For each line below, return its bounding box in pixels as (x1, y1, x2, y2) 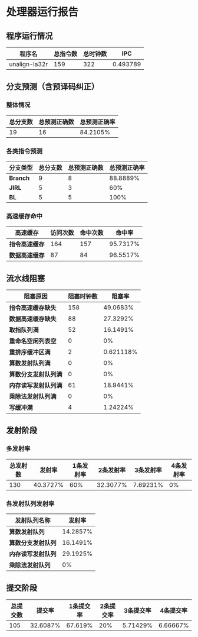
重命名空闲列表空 (9, 337, 57, 345)
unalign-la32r (9, 60, 48, 68)
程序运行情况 (6, 31, 53, 41)
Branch (9, 174, 30, 182)
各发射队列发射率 (6, 499, 55, 507)
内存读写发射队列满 (9, 381, 63, 390)
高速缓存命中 (6, 212, 43, 220)
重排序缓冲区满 (9, 348, 51, 357)
